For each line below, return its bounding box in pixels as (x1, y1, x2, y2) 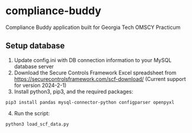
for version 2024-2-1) (14, 82, 67, 89)
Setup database (5, 41, 65, 51)
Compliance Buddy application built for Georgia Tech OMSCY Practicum (5, 24, 181, 31)
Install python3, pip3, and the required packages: (14, 87, 134, 95)
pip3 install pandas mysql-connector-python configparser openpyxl (5, 99, 175, 105)
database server (14, 63, 54, 70)
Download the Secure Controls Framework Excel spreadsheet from (14, 69, 177, 76)
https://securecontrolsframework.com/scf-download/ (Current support (14, 75, 186, 82)
